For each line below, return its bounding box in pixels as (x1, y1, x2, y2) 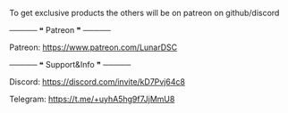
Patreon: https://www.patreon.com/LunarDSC (9, 42, 178, 52)
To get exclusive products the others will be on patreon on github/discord (9, 8, 280, 18)
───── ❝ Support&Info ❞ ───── (9, 60, 131, 69)
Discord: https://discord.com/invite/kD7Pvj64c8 (9, 77, 186, 87)
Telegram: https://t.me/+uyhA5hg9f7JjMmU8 (9, 93, 175, 104)
